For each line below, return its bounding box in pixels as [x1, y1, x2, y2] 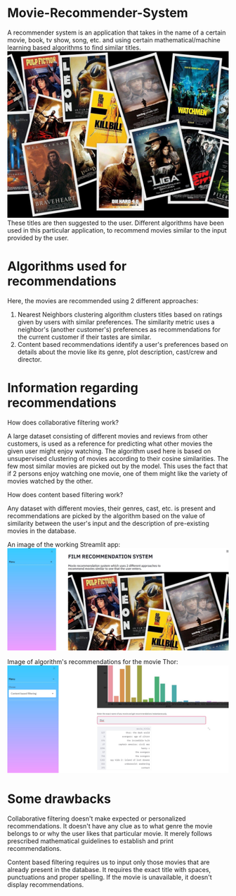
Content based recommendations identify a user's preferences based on [17, 340, 228, 348]
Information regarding [7, 380, 138, 396]
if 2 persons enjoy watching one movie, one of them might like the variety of [7, 469, 228, 477]
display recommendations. [7, 880, 84, 889]
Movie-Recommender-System [7, 5, 188, 21]
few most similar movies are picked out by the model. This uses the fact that [7, 462, 228, 470]
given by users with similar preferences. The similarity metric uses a [17, 317, 215, 326]
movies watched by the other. [7, 477, 93, 485]
